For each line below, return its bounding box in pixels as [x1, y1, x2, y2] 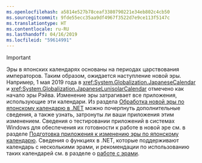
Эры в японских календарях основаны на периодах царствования [6, 66, 179, 73]
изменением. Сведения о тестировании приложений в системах [6, 117, 175, 125]
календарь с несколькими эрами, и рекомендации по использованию [6, 144, 190, 150]
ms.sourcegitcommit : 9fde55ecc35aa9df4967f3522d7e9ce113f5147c [6, 15, 170, 21]
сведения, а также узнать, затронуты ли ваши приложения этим [6, 111, 175, 118]
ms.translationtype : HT [6, 20, 67, 26]
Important [6, 54, 31, 61]
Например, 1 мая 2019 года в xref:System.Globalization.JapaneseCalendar [6, 78, 196, 86]
